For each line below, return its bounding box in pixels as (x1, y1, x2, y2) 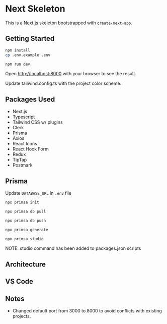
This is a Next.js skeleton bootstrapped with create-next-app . (5, 20, 132, 26)
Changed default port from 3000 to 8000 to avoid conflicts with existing (12, 307, 162, 313)
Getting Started (5, 34, 55, 43)
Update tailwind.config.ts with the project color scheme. (5, 80, 122, 86)
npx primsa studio (5, 236, 44, 241)
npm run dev (5, 62, 30, 67)
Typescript (12, 114, 35, 120)
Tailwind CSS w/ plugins (12, 119, 63, 125)
